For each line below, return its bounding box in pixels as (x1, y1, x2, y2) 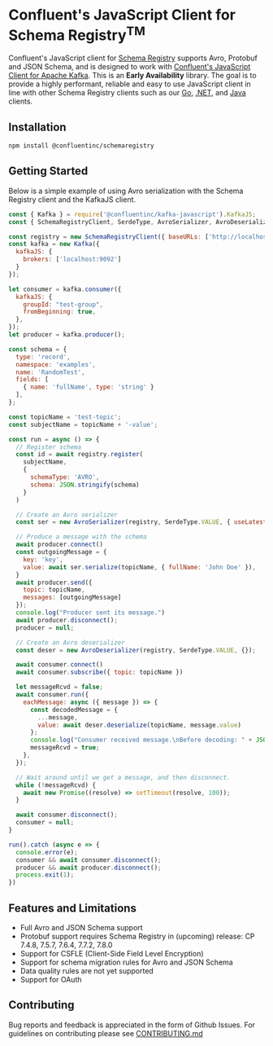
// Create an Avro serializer (15, 511, 118, 519)
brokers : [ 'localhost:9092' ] (23, 255, 122, 264)
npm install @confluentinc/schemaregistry (8, 142, 154, 150)
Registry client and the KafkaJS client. (8, 194, 136, 204)
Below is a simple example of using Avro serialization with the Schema (8, 186, 244, 196)
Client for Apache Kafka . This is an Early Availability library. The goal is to (8, 71, 258, 81)
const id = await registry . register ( (15, 450, 144, 459)
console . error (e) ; (15, 848, 79, 856)
